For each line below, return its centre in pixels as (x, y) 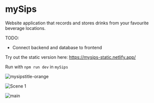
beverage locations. (25, 28)
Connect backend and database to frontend (57, 47)
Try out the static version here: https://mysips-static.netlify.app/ (71, 57)
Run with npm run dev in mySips (37, 67)
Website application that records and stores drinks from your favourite (77, 23)
